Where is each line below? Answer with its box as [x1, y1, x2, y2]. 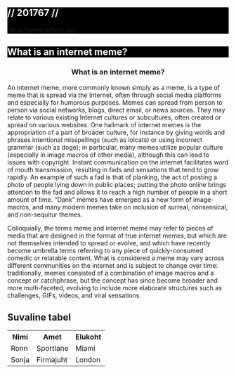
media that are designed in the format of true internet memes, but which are [7, 231, 227, 240]
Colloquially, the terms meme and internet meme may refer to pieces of [7, 224, 214, 232]
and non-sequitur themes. [7, 210, 83, 219]
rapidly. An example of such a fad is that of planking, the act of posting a [7, 173, 218, 181]
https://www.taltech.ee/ [7, 25, 76, 34]
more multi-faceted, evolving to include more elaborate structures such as [7, 283, 223, 292]
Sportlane [36, 344, 69, 354]
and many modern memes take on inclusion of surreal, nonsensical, [32, 202, 228, 211]
